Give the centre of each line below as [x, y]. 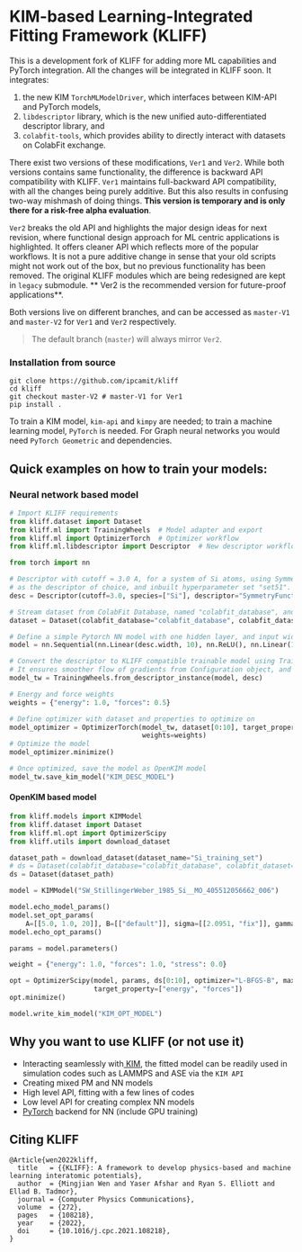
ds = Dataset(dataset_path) [62, 875]
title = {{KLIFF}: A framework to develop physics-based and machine [155, 1168]
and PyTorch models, [62, 106]
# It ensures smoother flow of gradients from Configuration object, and [151, 670]
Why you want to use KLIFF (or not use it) [127, 1042]
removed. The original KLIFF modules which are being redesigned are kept [147, 275]
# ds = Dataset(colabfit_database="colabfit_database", [116, 866]
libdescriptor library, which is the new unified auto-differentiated [144, 116]
